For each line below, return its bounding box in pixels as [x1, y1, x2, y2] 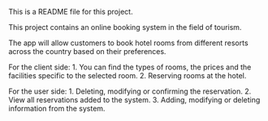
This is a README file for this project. [8, 7, 133, 16]
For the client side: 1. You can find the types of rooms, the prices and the [8, 62, 252, 72]
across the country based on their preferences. [8, 47, 166, 56]
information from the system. [8, 104, 106, 113]
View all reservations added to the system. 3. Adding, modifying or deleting [8, 95, 261, 104]
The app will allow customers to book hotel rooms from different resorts [8, 38, 249, 48]
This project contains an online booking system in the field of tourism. [8, 23, 242, 31]
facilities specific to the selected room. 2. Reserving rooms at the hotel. [8, 71, 247, 80]
